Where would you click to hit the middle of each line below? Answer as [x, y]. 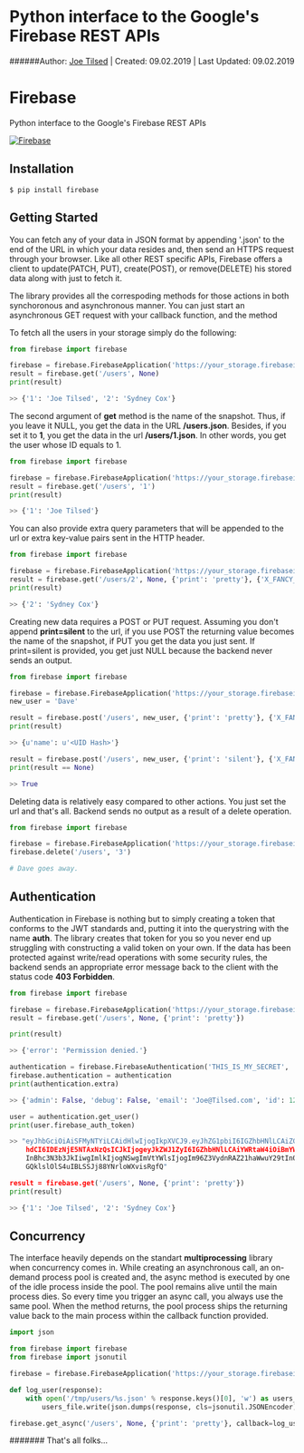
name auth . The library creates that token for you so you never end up [140, 938]
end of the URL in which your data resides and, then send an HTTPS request [152, 249]
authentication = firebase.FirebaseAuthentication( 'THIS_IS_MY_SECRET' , [149, 1068]
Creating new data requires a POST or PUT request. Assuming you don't [144, 621]
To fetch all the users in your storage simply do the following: [123, 332]
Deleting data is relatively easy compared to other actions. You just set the [148, 801]
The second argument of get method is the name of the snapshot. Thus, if [147, 415]
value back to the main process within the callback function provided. [139, 1316]
